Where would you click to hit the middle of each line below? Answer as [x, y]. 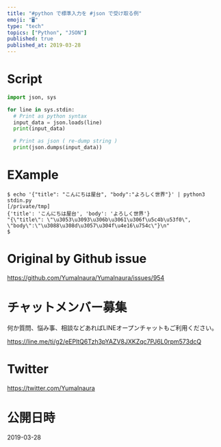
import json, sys [32, 97]
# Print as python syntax [50, 116]
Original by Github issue [77, 259]
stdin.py [19, 201]
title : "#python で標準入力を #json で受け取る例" [75, 13]
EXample [33, 175]
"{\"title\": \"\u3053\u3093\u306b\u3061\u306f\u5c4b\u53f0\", [99, 220]
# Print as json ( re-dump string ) [65, 141]
